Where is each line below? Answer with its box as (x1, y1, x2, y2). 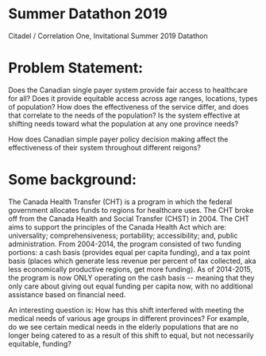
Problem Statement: (8, 59, 144, 77)
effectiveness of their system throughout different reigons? (8, 142, 201, 152)
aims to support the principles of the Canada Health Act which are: (8, 222, 226, 231)
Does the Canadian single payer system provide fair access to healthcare (8, 85, 248, 95)
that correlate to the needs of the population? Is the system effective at (8, 110, 241, 120)
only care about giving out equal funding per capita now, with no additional (8, 281, 253, 291)
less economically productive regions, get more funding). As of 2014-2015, (8, 264, 253, 274)
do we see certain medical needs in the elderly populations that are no (8, 322, 239, 331)
